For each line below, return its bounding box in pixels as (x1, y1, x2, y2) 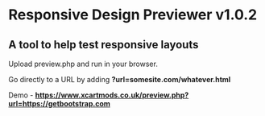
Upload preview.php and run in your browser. (8, 59, 159, 68)
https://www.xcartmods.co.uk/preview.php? (35, 90, 189, 100)
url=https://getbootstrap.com (8, 99, 111, 108)
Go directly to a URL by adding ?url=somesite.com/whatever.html (8, 75, 231, 84)
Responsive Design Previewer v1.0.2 (8, 6, 258, 24)
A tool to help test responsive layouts (8, 38, 199, 52)
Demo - (8, 90, 34, 100)
